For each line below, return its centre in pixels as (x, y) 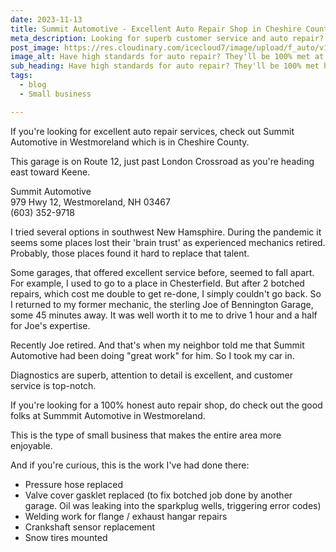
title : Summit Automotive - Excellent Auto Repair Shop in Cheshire (156, 29)
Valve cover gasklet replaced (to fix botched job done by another (158, 495)
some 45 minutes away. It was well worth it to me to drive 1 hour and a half (164, 315)
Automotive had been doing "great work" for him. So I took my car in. (152, 355)
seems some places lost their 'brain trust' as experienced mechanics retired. (168, 242)
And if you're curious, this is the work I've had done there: (130, 465)
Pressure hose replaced (74, 484)
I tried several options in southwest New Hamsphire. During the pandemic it (166, 232)
